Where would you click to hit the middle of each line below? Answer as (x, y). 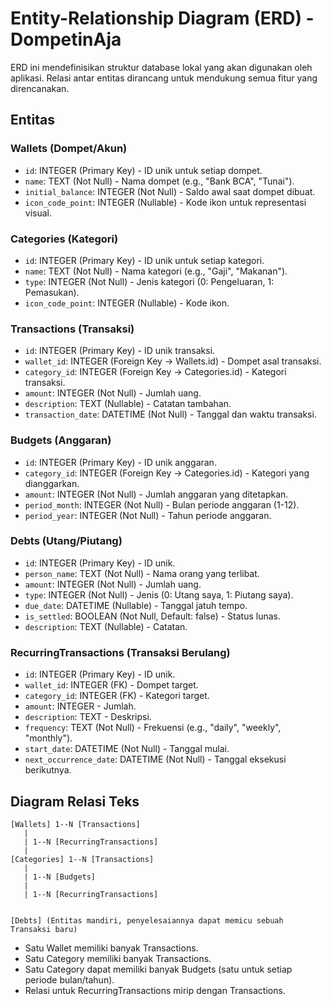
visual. (38, 213)
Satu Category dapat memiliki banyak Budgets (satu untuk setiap (158, 969)
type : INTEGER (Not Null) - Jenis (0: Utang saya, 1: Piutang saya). (159, 594)
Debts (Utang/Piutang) (66, 541)
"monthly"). (48, 738)
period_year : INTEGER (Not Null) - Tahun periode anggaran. (148, 515)
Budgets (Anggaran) (61, 440)
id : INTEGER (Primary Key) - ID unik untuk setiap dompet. (143, 170)
